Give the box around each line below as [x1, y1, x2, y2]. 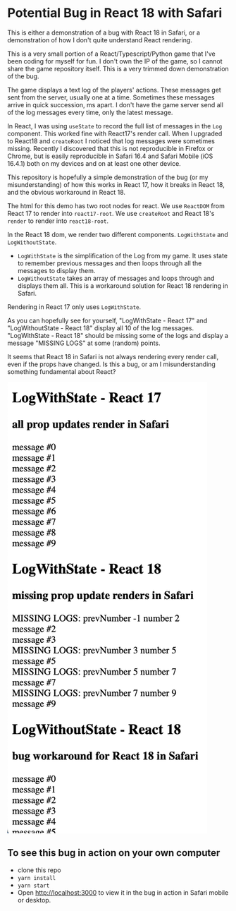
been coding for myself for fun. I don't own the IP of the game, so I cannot [7, 56, 223, 65]
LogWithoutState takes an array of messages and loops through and [17, 274, 215, 282]
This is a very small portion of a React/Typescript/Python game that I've [7, 49, 216, 58]
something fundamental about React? [7, 367, 116, 375]
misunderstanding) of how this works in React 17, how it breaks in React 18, [7, 180, 225, 188]
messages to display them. [17, 266, 96, 274]
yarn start [17, 882, 50, 889]
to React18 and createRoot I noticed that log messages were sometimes [7, 136, 215, 145]
